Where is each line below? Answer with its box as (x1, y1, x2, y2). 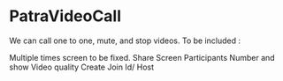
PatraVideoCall (9, 6, 122, 26)
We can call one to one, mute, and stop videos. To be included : (9, 35, 241, 46)
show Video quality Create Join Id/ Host (9, 62, 155, 72)
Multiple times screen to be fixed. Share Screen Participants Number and (9, 52, 276, 63)
